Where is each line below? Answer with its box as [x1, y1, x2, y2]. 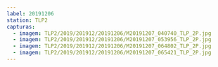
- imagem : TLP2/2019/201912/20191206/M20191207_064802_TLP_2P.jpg [13, 43, 212, 50]
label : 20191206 [6, 10, 54, 17]
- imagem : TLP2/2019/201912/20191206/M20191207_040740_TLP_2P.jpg [13, 29, 212, 37]
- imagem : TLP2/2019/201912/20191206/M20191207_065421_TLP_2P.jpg [13, 50, 212, 57]
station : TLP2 [6, 17, 49, 24]
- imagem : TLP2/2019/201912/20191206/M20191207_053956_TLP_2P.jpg [13, 36, 212, 43]
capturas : [6, 23, 36, 30]
